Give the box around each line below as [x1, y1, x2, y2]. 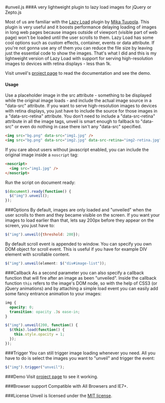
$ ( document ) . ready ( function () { [5, 189, 71, 194]
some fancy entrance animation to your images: [5, 290, 102, 296]
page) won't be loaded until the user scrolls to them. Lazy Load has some [5, 34, 154, 40]
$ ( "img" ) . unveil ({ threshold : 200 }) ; [5, 232, 80, 237]
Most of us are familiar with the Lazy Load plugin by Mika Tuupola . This [5, 19, 150, 25]
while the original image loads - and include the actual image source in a [5, 98, 152, 104]
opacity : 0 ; [9, 305, 34, 310]
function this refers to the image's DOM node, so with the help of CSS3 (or [5, 280, 158, 286]
